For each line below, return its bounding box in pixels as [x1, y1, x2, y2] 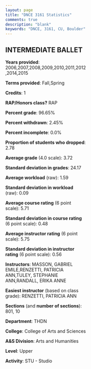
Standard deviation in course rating [5, 215, 82, 221]
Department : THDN [5, 318, 47, 324]
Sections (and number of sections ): [5, 302, 82, 309]
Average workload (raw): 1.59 [5, 175, 69, 181]
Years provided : [5, 59, 40, 65]
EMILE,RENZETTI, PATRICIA [5, 267, 64, 273]
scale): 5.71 [5, 205, 29, 211]
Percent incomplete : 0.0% [5, 129, 62, 136]
